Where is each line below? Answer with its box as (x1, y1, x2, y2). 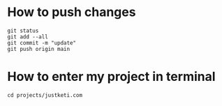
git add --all (7, 33, 49, 40)
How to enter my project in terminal (7, 69, 216, 84)
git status (7, 27, 39, 34)
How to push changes (7, 4, 136, 20)
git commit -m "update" (7, 39, 77, 46)
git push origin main (7, 45, 71, 52)
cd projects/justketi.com (7, 91, 82, 98)
